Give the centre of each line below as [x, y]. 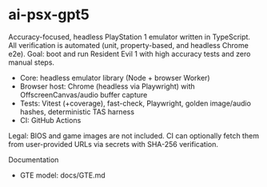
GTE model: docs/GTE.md [62, 175]
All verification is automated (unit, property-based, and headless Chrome [129, 45]
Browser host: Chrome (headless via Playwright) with [108, 86]
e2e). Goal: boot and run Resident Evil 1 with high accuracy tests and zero [130, 54]
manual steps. [31, 62]
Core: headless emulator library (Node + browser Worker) [115, 78]
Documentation [34, 159]
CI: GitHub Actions [50, 120]
